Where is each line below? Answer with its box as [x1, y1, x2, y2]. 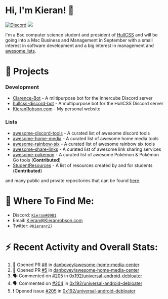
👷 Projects [5, 66, 49, 77]
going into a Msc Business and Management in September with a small [5, 37, 153, 43]
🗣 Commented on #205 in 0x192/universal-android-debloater [12, 273, 143, 279]
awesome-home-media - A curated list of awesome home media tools [12, 135, 159, 141]
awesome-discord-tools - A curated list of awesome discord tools [12, 130, 150, 136]
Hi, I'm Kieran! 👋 [5, 5, 74, 16]
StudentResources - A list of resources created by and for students [12, 162, 153, 168]
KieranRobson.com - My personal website [12, 106, 101, 112]
